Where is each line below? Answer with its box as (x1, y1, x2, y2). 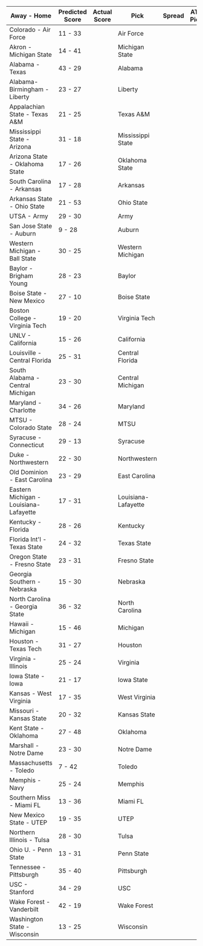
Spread (163, 11, 184, 20)
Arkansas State (9, 195, 53, 203)
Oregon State (9, 553, 47, 561)
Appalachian (9, 103, 45, 111)
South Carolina (9, 178, 51, 185)
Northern (9, 828, 35, 836)
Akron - (9, 43, 32, 51)
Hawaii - (9, 620, 34, 628)
